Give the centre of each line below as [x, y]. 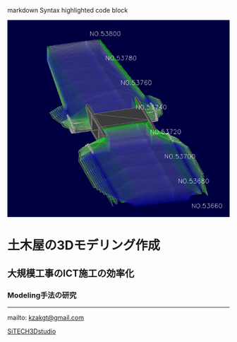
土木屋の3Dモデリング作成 [84, 245]
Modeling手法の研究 [42, 295]
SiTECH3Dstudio [32, 331]
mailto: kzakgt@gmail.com [46, 318]
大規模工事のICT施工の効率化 [71, 274]
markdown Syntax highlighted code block [68, 10]
